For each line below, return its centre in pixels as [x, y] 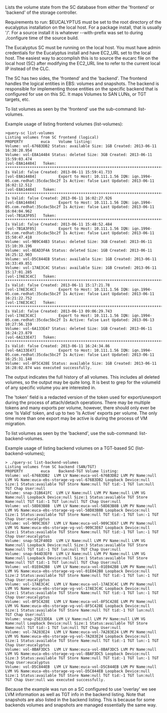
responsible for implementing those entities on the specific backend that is [82, 89]
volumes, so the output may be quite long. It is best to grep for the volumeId [83, 382]
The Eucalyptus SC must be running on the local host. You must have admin [83, 47]
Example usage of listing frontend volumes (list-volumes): [64, 124]
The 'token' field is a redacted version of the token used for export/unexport [83, 397]
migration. [16, 424]
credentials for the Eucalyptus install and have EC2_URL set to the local [78, 53]
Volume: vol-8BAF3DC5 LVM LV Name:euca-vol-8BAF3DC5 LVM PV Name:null [81, 649]
